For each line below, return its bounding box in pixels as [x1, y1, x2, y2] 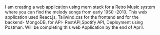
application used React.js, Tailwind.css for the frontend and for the [5, 14, 139, 20]
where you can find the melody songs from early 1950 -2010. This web [5, 9, 147, 15]
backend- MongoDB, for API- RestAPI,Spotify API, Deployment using [5, 19, 143, 25]
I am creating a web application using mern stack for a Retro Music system [5, 4, 155, 10]
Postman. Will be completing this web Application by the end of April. [5, 24, 144, 30]
